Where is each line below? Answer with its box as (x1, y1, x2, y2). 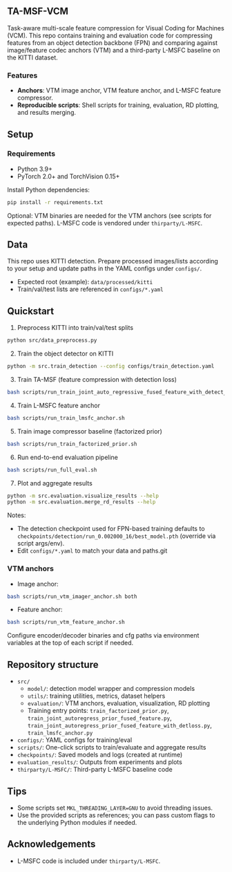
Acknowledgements (7, 838, 96, 850)
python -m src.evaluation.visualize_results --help (7, 492, 159, 499)
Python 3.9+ (17, 165, 53, 173)
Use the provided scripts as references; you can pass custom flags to (17, 810, 215, 819)
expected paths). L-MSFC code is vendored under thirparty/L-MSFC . (7, 219, 203, 227)
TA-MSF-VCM (7, 6, 69, 17)
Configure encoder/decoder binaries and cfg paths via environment (7, 631, 200, 640)
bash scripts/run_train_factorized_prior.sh (7, 440, 137, 447)
